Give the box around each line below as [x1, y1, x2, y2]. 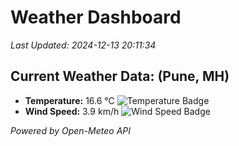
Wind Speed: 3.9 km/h [24, 105, 120, 117]
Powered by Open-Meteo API [10, 124, 132, 136]
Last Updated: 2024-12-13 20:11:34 [10, 39, 157, 51]
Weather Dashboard [10, 6, 182, 29]
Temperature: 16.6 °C [24, 94, 115, 106]
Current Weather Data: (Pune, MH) [10, 68, 230, 85]
